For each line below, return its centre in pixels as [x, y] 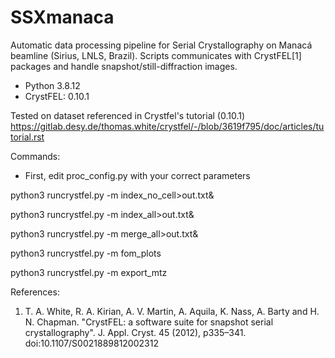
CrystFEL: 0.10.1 [57, 96]
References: [35, 292]
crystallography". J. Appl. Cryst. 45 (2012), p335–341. [135, 332]
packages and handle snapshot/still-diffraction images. [124, 66]
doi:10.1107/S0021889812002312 [91, 343]
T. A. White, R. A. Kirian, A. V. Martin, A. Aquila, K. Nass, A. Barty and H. [172, 311]
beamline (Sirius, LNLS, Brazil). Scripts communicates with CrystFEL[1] [156, 55]
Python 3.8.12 [52, 85]
